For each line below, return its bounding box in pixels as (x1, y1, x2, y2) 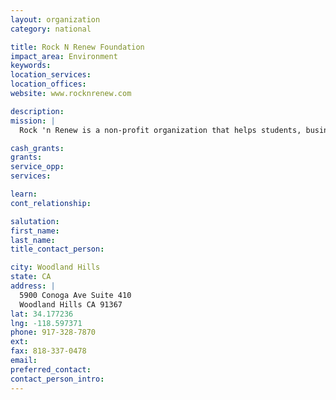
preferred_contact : (10, 364, 92, 375)
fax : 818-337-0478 (10, 346, 87, 356)
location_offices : (10, 79, 87, 90)
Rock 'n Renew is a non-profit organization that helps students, (19, 125, 302, 135)
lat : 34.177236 (10, 309, 74, 319)
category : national (10, 24, 92, 34)
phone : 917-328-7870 (10, 327, 97, 338)
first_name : (10, 226, 60, 236)
